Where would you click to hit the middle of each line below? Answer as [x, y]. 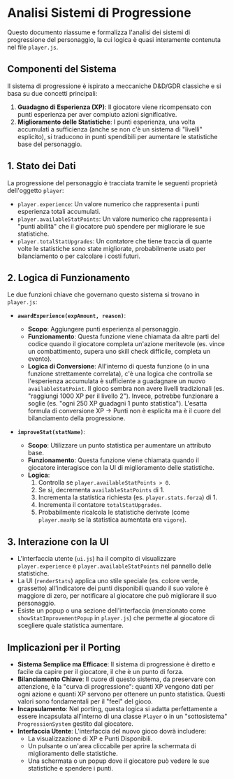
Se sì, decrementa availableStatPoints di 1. [101, 490]
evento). [40, 359]
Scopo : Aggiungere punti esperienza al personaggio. [104, 329]
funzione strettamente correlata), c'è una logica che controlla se [120, 374]
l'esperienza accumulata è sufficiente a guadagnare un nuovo [117, 381]
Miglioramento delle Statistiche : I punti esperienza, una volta [106, 122]
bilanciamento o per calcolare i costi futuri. [79, 256]
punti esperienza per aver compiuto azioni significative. [97, 114]
